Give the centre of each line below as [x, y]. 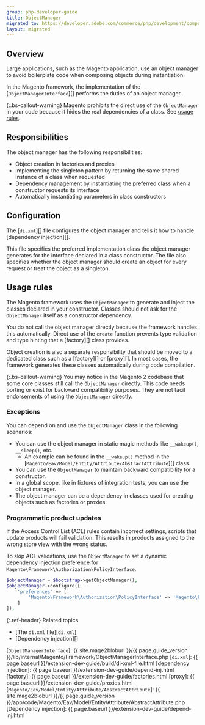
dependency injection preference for [52, 562]
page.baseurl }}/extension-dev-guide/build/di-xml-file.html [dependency [98, 663]
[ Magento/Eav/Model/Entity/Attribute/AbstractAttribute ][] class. [107, 463]
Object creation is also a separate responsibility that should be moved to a [99, 351]
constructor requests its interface [57, 190]
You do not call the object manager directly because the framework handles [102, 327]
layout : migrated [28, 29]
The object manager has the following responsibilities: [74, 152]
